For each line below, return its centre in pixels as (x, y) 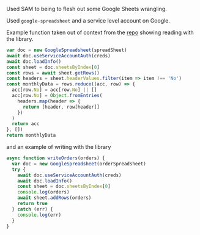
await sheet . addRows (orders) (54, 198)
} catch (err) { (32, 209)
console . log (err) (39, 215)
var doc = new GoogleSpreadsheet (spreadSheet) (67, 50)
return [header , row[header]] (61, 107)
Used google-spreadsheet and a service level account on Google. (88, 20)
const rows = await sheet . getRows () (53, 73)
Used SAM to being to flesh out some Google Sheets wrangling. (87, 9)
